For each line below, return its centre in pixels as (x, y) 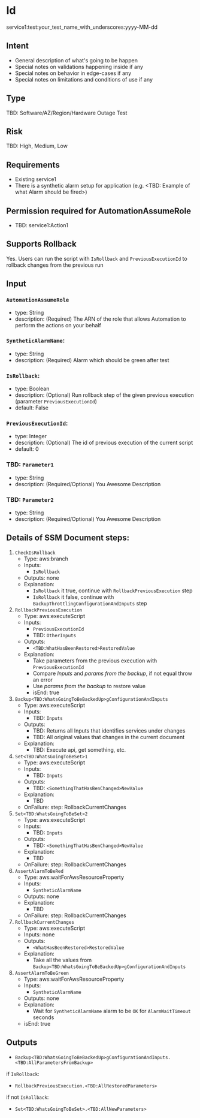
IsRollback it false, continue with (73, 596)
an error (43, 679)
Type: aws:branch (46, 559)
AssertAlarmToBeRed (39, 871)
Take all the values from (62, 960)
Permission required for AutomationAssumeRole (99, 211)
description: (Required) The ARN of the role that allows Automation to (101, 319)
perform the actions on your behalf (58, 325)
